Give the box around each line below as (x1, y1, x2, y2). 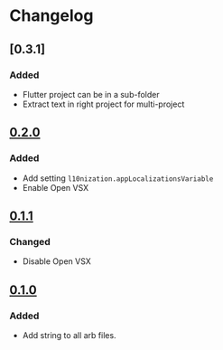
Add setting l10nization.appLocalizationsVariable (22, 173, 214, 184)
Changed (9, 235, 51, 248)
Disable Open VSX (22, 256, 92, 267)
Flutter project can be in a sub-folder (22, 89, 160, 99)
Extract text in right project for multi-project (22, 99, 185, 109)
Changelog (9, 5, 94, 26)
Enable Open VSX (22, 182, 89, 193)
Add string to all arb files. (22, 329, 116, 340)
